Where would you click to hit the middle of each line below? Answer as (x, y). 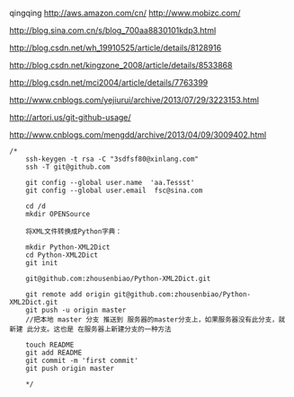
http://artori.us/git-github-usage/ (71, 117)
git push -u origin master (76, 310)
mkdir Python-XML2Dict (68, 247)
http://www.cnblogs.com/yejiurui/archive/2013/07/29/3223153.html (134, 100)
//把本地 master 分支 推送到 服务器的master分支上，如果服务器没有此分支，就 (156, 320)
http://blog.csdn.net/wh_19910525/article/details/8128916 (116, 48)
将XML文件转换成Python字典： (74, 232)
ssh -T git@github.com (68, 167)
